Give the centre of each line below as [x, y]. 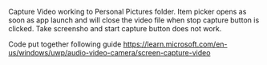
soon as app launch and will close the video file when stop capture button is [134, 20]
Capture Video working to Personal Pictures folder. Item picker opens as [127, 12]
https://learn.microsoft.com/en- [175, 44]
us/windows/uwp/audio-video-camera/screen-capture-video [109, 53]
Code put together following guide [65, 44]
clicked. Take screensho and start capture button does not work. [115, 28]
